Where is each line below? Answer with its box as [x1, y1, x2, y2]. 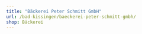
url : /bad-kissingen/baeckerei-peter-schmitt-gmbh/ [6, 14, 136, 20]
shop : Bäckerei [6, 19, 44, 25]
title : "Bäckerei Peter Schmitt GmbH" [6, 8, 102, 14]
